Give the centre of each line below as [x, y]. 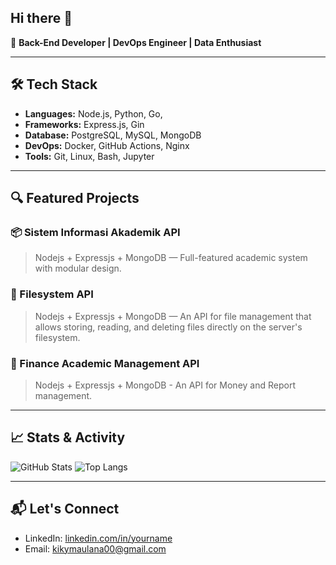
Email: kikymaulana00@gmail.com [95, 548]
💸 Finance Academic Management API [105, 363]
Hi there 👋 [41, 18]
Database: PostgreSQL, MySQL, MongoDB [113, 135]
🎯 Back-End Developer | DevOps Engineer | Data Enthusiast [136, 42]
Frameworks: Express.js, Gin [84, 124]
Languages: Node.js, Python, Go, [93, 113]
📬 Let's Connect [65, 509]
